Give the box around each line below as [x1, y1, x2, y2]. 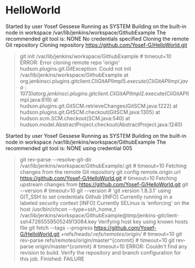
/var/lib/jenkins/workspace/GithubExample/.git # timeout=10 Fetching [19, 162, 187, 169]
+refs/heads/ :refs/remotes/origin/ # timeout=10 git [60, 230, 182, 237]
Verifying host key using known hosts [97, 218, 188, 225]
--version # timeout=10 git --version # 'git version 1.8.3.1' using [19, 187, 172, 194]
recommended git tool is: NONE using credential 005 [5, 144, 133, 152]
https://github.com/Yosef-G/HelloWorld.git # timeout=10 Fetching [19, 175, 177, 182]
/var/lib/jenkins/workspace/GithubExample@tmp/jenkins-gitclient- [19, 211, 179, 219]
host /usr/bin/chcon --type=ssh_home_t [19, 206, 116, 213]
